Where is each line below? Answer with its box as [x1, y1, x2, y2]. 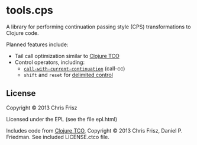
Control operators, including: [14, 59, 85, 66]
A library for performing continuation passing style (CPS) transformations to [6, 23, 191, 30]
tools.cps [6, 4, 53, 17]
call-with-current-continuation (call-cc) [23, 65, 125, 72]
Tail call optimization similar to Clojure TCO [14, 52, 120, 59]
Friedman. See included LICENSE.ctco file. [6, 133, 109, 140]
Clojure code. [6, 29, 39, 36]
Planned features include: [6, 41, 69, 48]
